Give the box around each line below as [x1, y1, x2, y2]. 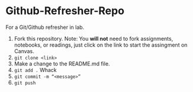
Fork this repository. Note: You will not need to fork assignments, [14, 35, 173, 42]
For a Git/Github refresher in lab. [5, 24, 85, 31]
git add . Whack [14, 66, 57, 73]
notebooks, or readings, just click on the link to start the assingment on [14, 41, 188, 48]
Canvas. [14, 47, 35, 54]
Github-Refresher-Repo [5, 4, 125, 18]
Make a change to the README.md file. [14, 60, 110, 67]
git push [14, 80, 36, 86]
